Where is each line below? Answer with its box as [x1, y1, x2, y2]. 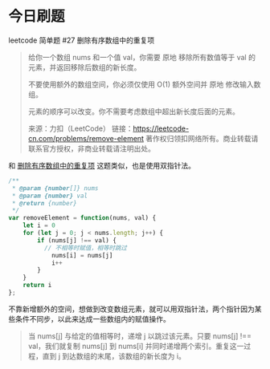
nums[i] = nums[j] [51, 251, 113, 259]
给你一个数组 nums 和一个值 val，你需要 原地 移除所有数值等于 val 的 [27, 52, 256, 62]
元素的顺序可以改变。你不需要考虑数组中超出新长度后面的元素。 [27, 106, 239, 116]
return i [22, 282, 52, 290]
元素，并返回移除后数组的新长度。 [27, 62, 141, 72]
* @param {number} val [11, 192, 88, 200]
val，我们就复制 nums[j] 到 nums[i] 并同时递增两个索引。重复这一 [27, 341, 244, 351]
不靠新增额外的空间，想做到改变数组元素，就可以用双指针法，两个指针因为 [8, 304, 255, 314]
